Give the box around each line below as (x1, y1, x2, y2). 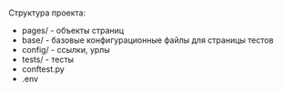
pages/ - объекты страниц (21, 25, 125, 36)
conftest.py (21, 64, 65, 75)
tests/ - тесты (21, 54, 75, 66)
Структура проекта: (8, 7, 86, 18)
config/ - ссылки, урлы (21, 45, 110, 56)
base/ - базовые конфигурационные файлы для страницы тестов (21, 35, 274, 45)
